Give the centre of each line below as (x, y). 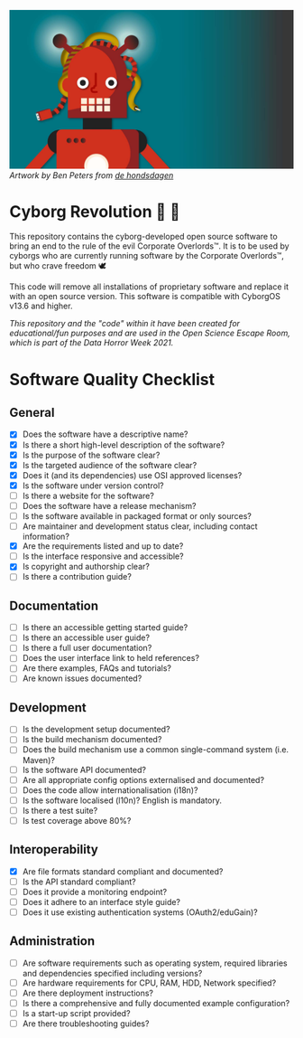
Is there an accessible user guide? (86, 637)
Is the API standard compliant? (79, 882)
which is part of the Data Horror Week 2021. (92, 343)
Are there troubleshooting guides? (86, 1024)
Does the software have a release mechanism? (109, 505)
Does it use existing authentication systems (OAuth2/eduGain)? (140, 912)
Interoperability (54, 849)
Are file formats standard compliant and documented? (123, 871)
